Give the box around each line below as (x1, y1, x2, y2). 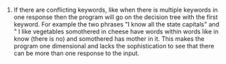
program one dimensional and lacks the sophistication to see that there (13, 42, 214, 50)
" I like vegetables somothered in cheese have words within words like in (13, 27, 219, 35)
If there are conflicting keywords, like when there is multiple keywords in (13, 6, 218, 14)
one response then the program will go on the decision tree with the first (13, 13, 218, 21)
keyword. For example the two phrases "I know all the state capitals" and (13, 20, 220, 28)
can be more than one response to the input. (13, 49, 140, 57)
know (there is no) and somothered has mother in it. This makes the (13, 35, 205, 43)
